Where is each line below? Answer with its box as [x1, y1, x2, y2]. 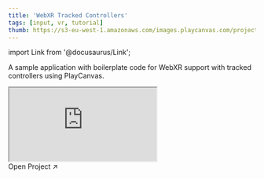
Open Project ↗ [8, 162, 58, 171]
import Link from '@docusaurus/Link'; [8, 48, 131, 57]
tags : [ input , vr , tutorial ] [8, 19, 104, 27]
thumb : [8, 26, 30, 34]
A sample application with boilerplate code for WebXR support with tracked [8, 63, 251, 72]
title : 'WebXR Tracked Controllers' [8, 11, 128, 20]
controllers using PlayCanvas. [8, 71, 104, 81]
